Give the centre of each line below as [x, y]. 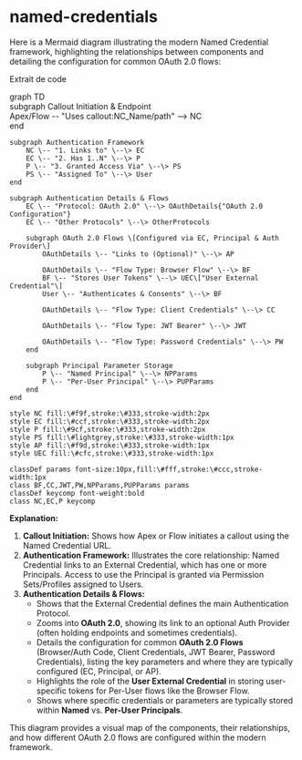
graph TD [27, 97]
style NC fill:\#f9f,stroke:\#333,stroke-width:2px [109, 413]
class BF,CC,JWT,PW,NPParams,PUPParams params [99, 485]
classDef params [40, 469]
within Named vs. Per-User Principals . [109, 710]
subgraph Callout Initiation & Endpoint [81, 106]
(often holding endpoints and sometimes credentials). [137, 632]
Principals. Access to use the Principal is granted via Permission [143, 574]
